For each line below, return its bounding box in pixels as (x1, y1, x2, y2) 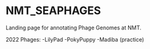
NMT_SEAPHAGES (5, 4, 101, 18)
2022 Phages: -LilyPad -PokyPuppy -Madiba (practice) (5, 36, 145, 43)
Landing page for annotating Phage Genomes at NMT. (5, 24, 141, 31)
